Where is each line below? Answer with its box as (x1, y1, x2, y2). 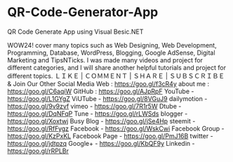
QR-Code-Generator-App (7, 4, 159, 20)
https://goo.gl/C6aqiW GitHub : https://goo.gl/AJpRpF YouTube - (7, 87, 194, 95)
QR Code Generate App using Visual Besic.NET (7, 27, 144, 36)
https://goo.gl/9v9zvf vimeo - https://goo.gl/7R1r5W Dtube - (7, 102, 182, 110)
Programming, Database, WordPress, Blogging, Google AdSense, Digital (7, 48, 215, 57)
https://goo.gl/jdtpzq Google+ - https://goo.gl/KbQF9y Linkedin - (7, 139, 195, 147)
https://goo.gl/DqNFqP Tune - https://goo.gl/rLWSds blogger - (7, 109, 188, 118)
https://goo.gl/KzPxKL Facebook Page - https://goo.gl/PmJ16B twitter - (7, 131, 213, 140)
